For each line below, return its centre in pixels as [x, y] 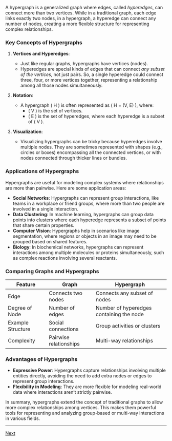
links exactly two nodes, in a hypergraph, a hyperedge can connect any [81, 18]
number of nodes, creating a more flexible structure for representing [77, 24]
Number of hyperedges [124, 308]
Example [18, 322]
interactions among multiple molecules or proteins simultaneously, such [88, 252]
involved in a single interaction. [45, 209]
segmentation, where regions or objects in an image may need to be [85, 236]
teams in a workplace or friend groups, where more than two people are [89, 203]
